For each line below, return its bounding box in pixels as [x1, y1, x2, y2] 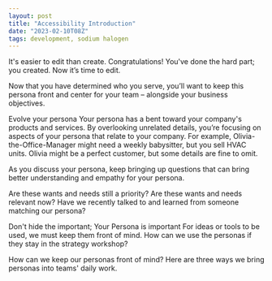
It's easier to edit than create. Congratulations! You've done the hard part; [8, 57, 256, 67]
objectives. [8, 98, 45, 108]
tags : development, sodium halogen [8, 34, 129, 43]
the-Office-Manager [8, 140, 76, 150]
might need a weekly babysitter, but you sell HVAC [77, 140, 247, 150]
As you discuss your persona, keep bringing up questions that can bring [8, 164, 250, 175]
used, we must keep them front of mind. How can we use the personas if [8, 231, 252, 240]
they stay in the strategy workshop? [8, 239, 128, 249]
